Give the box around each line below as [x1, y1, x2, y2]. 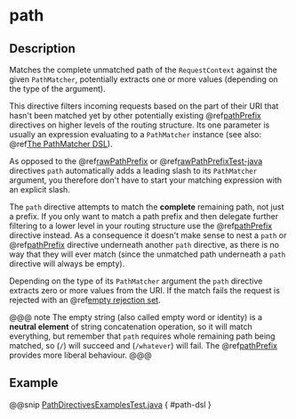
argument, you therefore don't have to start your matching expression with [9, 175, 283, 185]
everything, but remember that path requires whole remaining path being [9, 331, 276, 341]
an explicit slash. [9, 185, 71, 194]
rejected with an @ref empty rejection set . [9, 295, 162, 305]
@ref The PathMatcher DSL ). [9, 139, 113, 149]
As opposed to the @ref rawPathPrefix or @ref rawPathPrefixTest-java [9, 156, 263, 166]
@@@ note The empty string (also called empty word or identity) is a [9, 312, 262, 322]
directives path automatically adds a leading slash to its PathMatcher [9, 166, 258, 176]
